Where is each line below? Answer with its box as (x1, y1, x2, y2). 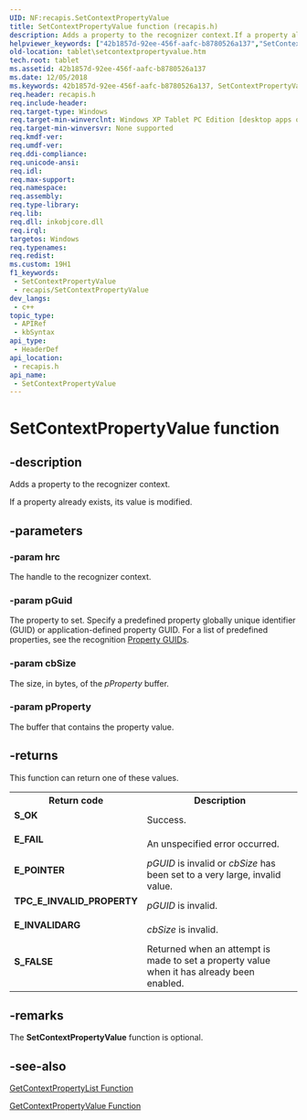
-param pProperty (9, 700, 91, 713)
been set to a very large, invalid (146, 868, 281, 880)
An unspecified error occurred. (146, 837, 281, 850)
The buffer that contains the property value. (9, 721, 175, 732)
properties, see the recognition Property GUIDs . (9, 635, 190, 645)
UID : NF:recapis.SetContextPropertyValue (9, 13, 170, 23)
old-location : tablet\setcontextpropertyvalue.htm (9, 48, 206, 57)
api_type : (9, 336, 48, 346)
